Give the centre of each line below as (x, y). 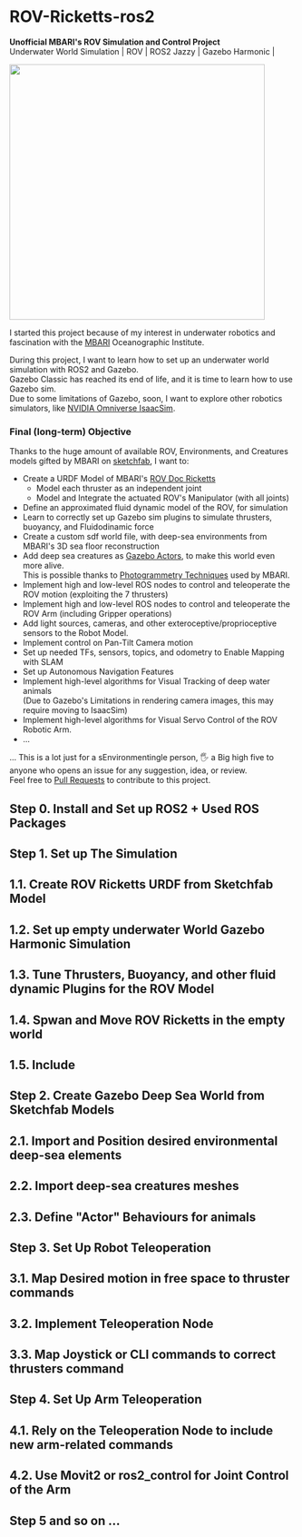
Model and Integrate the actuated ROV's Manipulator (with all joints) (163, 498)
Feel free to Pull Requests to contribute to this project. (110, 780)
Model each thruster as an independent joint (119, 489)
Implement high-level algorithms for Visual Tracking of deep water (146, 681)
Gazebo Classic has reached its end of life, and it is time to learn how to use (151, 379)
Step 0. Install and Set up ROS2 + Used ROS (135, 809)
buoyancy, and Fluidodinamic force (88, 527)
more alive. (44, 566)
